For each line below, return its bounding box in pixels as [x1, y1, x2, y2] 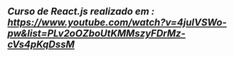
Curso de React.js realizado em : [7, 6, 155, 18]
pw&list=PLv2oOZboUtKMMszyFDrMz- [7, 27, 186, 39]
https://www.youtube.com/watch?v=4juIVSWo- [7, 17, 228, 29]
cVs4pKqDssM [7, 39, 75, 51]
